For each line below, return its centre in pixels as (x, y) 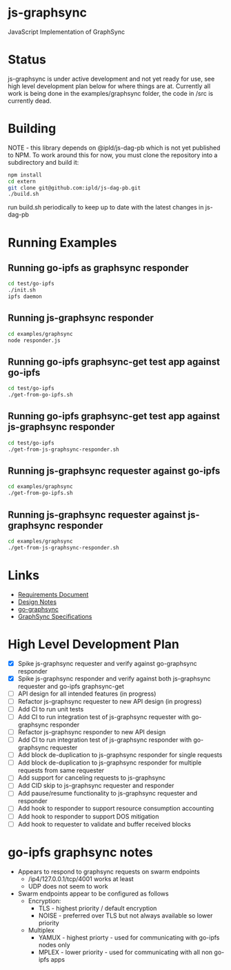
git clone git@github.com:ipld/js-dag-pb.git (74, 188)
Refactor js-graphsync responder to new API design (92, 732)
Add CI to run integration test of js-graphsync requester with (104, 717)
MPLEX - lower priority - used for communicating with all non (125, 952)
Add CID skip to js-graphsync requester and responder (96, 786)
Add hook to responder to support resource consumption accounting (116, 809)
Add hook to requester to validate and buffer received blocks (104, 824)
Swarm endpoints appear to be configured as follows (93, 893)
